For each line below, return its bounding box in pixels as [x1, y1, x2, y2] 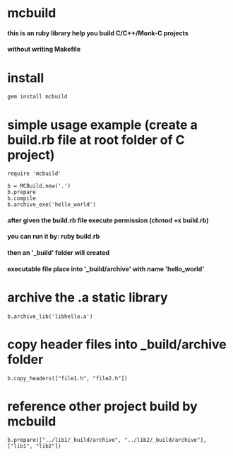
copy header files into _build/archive [7, 336, 227, 352]
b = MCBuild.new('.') [7, 183, 71, 190]
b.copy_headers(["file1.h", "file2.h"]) [7, 375, 129, 382]
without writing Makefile [7, 45, 81, 54]
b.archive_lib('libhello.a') [7, 313, 93, 320]
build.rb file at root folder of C [7, 132, 185, 148]
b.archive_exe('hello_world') [7, 201, 97, 208]
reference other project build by [7, 398, 198, 414]
